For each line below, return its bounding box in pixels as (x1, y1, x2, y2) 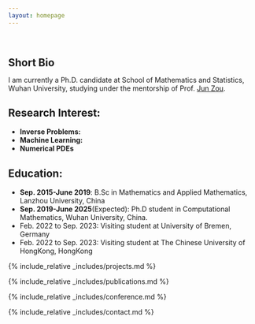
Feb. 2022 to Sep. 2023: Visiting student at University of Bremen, (19, 222, 232, 231)
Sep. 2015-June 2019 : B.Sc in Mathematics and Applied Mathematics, (19, 188, 248, 197)
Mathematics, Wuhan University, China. (19, 213, 148, 222)
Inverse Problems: (19, 127, 81, 136)
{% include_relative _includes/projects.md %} (8, 262, 156, 271)
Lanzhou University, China (19, 196, 105, 206)
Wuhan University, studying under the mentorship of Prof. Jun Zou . (8, 84, 226, 93)
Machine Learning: (19, 136, 83, 145)
